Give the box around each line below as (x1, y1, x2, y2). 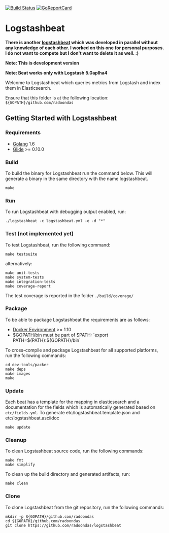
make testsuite (5, 252, 38, 257)
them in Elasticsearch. (5, 85, 52, 91)
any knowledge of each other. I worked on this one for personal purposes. (5, 45, 164, 51)
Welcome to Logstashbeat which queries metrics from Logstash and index (5, 79, 161, 86)
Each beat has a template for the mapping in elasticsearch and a (5, 399, 140, 405)
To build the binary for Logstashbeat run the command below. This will (5, 170, 153, 176)
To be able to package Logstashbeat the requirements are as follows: (5, 316, 150, 323)
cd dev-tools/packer (5, 362, 49, 367)
